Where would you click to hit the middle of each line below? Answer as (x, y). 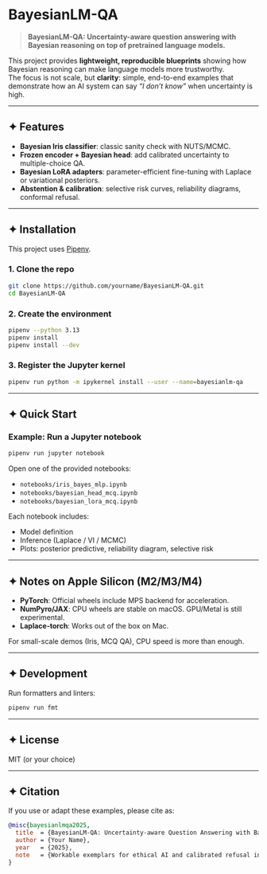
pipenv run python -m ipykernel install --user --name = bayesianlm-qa (126, 382)
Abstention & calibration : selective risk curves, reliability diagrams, (130, 188)
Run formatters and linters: (52, 693)
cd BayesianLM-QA (37, 293)
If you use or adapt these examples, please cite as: (91, 811)
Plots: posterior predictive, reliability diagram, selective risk (116, 549)
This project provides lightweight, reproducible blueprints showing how (128, 61)
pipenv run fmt (33, 707)
